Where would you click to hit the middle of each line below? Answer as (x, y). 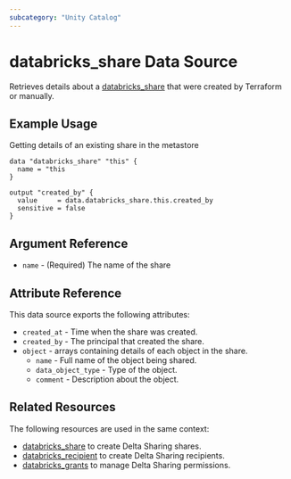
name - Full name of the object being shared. (116, 360)
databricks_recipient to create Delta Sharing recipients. (123, 455)
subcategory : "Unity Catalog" (66, 17)
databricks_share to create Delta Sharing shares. (112, 446)
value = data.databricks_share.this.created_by (116, 201)
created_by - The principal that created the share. (113, 341)
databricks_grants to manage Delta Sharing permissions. (126, 465)
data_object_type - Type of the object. (106, 370)
